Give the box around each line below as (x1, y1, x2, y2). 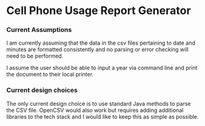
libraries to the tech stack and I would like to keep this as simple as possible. (6, 113, 199, 120)
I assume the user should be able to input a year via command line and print (6, 64, 198, 72)
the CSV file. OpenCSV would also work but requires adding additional (6, 106, 184, 114)
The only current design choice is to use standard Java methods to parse (6, 100, 191, 107)
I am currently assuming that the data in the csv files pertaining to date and (6, 39, 196, 46)
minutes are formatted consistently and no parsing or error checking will (6, 46, 188, 53)
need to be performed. (6, 53, 64, 60)
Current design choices (6, 86, 78, 95)
